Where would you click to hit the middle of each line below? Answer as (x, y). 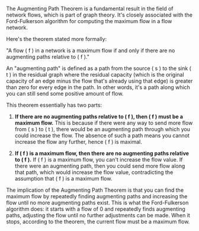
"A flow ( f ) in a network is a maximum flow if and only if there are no (91, 50)
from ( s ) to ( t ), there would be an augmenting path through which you (102, 129)
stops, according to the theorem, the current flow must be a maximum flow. (98, 221)
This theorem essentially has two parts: (54, 105)
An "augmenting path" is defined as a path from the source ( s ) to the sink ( (99, 68)
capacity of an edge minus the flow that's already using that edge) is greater (99, 81)
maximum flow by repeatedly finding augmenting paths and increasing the (97, 196)
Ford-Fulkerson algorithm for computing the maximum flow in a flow (89, 21)
